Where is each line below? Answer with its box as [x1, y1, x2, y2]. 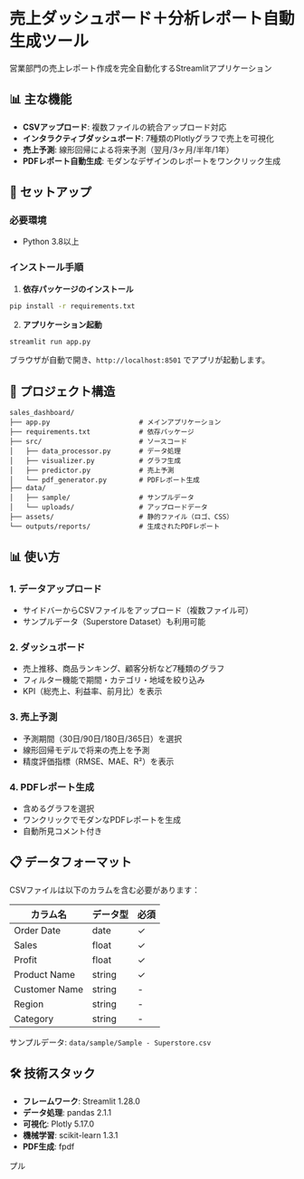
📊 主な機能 [9, 92, 72, 107]
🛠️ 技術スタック [9, 1066, 96, 1081]
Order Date [14, 923, 62, 936]
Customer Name [14, 982, 84, 995]
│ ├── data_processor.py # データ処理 [9, 447, 181, 456]
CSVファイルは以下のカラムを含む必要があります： [9, 884, 201, 895]
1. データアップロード [9, 582, 102, 594]
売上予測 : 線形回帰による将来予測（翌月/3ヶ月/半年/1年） [22, 144, 234, 155]
